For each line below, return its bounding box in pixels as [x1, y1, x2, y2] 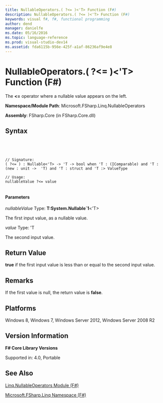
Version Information [5, 332, 69, 340]
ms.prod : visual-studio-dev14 [5, 40, 68, 45]
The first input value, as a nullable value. [5, 215, 88, 221]
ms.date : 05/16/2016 [5, 30, 48, 35]
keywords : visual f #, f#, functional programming [5, 16, 110, 21]
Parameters [5, 194, 30, 200]
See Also [5, 369, 33, 378]
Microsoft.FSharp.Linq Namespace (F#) [5, 392, 86, 398]
